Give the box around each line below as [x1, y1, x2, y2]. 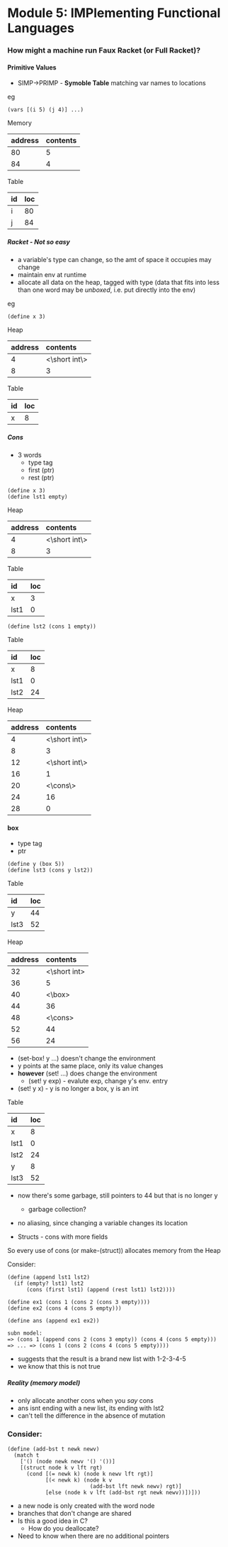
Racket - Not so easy [7, 237, 71, 246]
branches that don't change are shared [17, 1509, 132, 1517]
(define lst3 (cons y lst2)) [7, 867, 93, 874]
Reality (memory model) [7, 1379, 81, 1387]
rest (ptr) [28, 474, 55, 482]
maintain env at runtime [17, 271, 87, 279]
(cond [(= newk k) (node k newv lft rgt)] [25, 1470, 154, 1477]
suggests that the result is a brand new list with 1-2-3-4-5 [17, 1355, 186, 1363]
